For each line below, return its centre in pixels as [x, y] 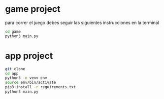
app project [29, 56]
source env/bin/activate [31, 83]
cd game [13, 31]
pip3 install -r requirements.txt [41, 87]
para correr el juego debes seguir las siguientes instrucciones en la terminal [82, 23]
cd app [12, 74]
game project [33, 9]
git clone [15, 69]
